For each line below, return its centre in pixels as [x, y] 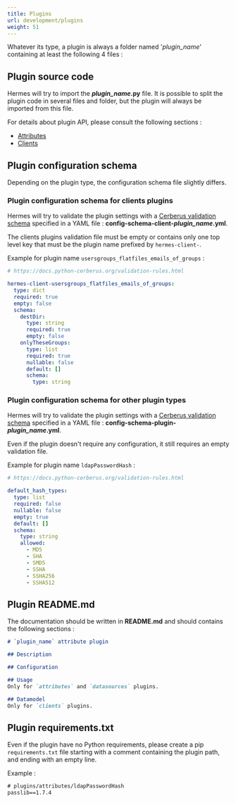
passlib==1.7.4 [30, 793]
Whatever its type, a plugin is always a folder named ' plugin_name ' [105, 47]
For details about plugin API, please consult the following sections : [105, 122]
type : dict [30, 291]
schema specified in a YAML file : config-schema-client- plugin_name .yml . [118, 223]
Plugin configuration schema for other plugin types [97, 400]
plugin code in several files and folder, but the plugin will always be [105, 101]
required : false [37, 504]
